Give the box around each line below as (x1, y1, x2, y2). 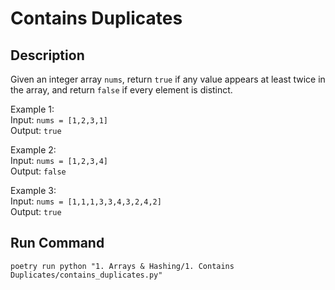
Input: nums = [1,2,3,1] (10, 114, 108, 126)
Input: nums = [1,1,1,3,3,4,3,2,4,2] (10, 195, 162, 207)
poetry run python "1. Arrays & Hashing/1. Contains (10, 261, 235, 271)
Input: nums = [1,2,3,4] (10, 155, 108, 166)
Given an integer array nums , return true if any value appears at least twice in (10, 73, 326, 85)
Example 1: (10, 103, 55, 115)
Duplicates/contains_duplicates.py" (10, 270, 163, 280)
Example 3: (10, 185, 57, 196)
